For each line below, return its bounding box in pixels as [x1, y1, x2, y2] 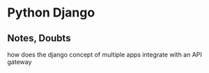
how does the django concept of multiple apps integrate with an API [7, 50, 202, 59]
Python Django [7, 5, 95, 21]
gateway [7, 58, 32, 66]
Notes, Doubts [7, 32, 71, 44]
